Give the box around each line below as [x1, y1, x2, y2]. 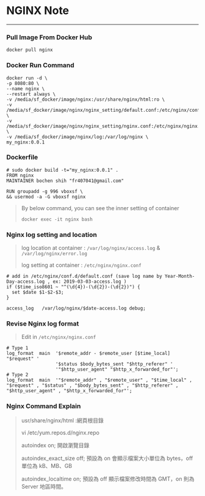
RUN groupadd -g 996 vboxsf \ [6, 188, 84, 194]
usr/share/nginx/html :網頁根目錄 [21, 417, 104, 424]
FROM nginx [6, 172, 34, 178]
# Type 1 [6, 345, 29, 351]
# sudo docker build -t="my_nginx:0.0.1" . [6, 167, 119, 173]
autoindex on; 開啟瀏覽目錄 [21, 441, 90, 449]
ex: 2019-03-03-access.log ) [52, 279, 127, 285]
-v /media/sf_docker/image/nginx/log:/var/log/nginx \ [6, 134, 149, 140]
